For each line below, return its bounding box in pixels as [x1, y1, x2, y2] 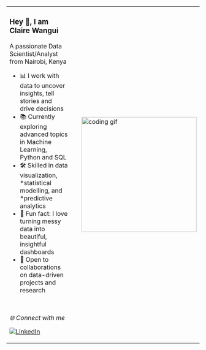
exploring [20, 122, 47, 131]
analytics [20, 202, 46, 210]
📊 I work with [20, 71, 59, 80]
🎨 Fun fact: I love [20, 209, 68, 218]
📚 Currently [20, 112, 55, 121]
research [20, 286, 46, 294]
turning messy [20, 217, 61, 226]
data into [20, 224, 45, 233]
